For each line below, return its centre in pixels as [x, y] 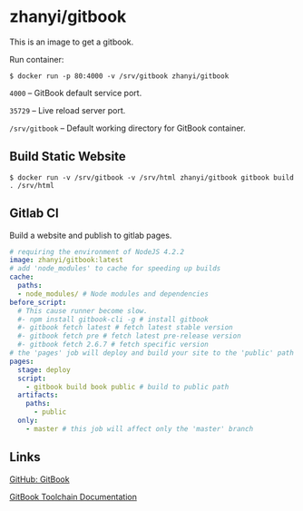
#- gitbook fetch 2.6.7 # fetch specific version [113, 345]
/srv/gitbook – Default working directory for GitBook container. [128, 128]
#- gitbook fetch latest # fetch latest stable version [125, 328]
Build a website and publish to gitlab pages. [91, 235]
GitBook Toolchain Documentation [73, 496]
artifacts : [38, 395]
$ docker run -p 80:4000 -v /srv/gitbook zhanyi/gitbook [119, 76]
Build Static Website [68, 157]
